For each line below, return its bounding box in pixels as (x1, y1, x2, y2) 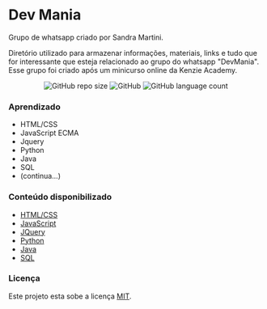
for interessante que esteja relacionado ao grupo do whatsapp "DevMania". (8, 57, 260, 66)
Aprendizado (8, 101, 61, 112)
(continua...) (19, 171, 61, 181)
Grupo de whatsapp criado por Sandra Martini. (8, 32, 164, 42)
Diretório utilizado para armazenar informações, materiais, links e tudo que (8, 48, 257, 57)
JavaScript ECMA (19, 128, 79, 138)
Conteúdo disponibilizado (8, 192, 112, 203)
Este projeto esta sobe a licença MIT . (8, 291, 132, 301)
